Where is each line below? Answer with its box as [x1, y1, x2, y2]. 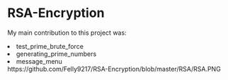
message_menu [16, 57, 62, 65]
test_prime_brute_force [16, 42, 84, 50]
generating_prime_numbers [16, 50, 97, 58]
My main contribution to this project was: [7, 28, 127, 37]
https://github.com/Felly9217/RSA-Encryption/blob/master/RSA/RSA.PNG [7, 64, 221, 73]
